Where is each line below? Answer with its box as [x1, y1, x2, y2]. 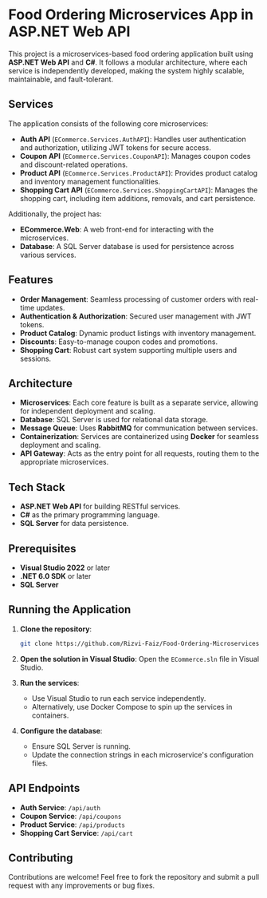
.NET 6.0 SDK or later [19, 572, 92, 580]
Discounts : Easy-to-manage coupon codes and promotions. [19, 337, 218, 346]
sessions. [19, 354, 52, 363]
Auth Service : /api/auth [19, 802, 101, 812]
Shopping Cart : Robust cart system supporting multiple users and [19, 345, 238, 354]
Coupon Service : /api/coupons [19, 811, 122, 821]
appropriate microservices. [19, 457, 109, 467]
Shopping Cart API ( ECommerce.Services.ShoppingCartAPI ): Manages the [19, 185, 258, 195]
